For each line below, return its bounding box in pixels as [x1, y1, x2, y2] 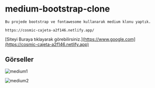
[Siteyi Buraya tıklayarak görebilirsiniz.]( [5, 36, 85, 42]
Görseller [5, 56, 34, 64]
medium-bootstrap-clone [5, 3, 110, 15]
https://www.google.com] [84, 36, 136, 42]
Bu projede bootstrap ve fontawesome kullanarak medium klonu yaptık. [5, 19, 151, 24]
